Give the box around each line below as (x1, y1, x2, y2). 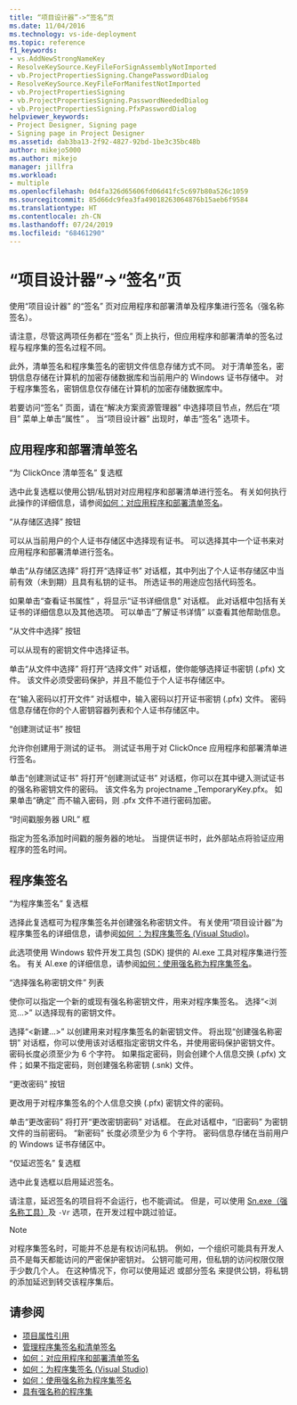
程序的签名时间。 (9, 844, 72, 855)
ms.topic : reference (9, 37, 86, 47)
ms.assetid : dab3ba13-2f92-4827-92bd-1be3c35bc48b (9, 137, 201, 146)
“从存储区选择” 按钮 (9, 516, 82, 527)
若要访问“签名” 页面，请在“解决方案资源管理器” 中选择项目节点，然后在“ (9, 402, 273, 413)
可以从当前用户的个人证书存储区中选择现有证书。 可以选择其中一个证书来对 (9, 536, 285, 546)
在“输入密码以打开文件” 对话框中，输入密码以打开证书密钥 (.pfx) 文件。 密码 (9, 694, 286, 704)
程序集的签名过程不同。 (24, 342, 111, 353)
